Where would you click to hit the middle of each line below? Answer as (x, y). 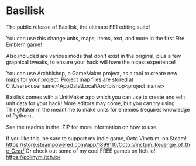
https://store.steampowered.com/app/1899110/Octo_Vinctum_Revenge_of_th (98, 144)
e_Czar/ (15, 151)
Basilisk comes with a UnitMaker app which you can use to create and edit (96, 97)
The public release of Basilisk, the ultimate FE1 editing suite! (78, 27)
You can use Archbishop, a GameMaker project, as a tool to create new (92, 73)
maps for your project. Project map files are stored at (70, 79)
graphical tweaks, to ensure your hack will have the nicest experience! (91, 62)
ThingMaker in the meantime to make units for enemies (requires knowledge (98, 109)
